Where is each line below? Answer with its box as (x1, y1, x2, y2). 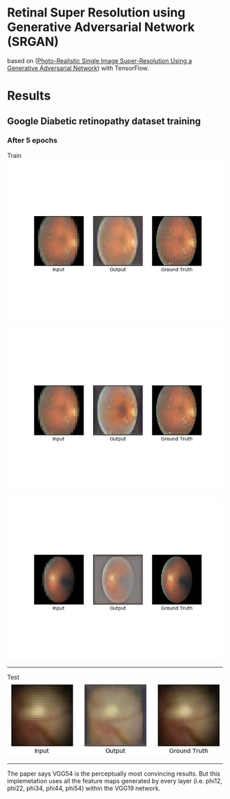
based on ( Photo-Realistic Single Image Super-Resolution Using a (7, 56, 192, 64)
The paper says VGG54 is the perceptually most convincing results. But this (7, 770, 220, 778)
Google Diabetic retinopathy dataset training (7, 115, 201, 127)
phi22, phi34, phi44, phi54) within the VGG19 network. (7, 784, 161, 792)
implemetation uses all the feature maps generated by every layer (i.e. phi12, (7, 776, 222, 785)
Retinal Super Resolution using (7, 5, 186, 21)
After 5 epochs (7, 136, 58, 145)
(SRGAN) (7, 34, 60, 49)
